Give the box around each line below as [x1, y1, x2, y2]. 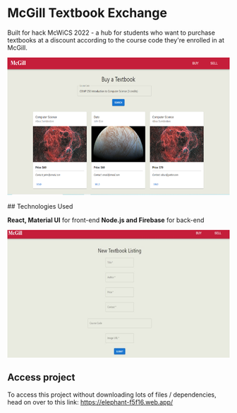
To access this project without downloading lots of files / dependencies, [7, 390, 217, 399]
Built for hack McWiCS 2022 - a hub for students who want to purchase [7, 28, 215, 37]
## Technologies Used [7, 202, 73, 210]
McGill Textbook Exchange [7, 5, 168, 21]
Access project [7, 371, 75, 383]
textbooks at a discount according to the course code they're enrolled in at [7, 35, 224, 44]
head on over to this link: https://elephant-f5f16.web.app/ [7, 397, 174, 406]
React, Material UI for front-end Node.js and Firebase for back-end [7, 216, 205, 224]
